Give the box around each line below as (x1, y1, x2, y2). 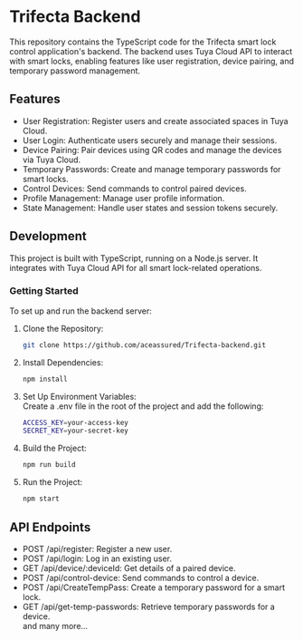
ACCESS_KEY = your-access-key (22, 418, 128, 427)
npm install (22, 374, 68, 383)
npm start (22, 494, 61, 504)
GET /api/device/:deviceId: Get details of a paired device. (22, 562, 237, 573)
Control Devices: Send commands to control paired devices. (22, 183, 247, 194)
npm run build (22, 461, 76, 470)
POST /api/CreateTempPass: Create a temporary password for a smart (22, 582, 285, 593)
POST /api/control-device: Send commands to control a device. (22, 572, 260, 583)
